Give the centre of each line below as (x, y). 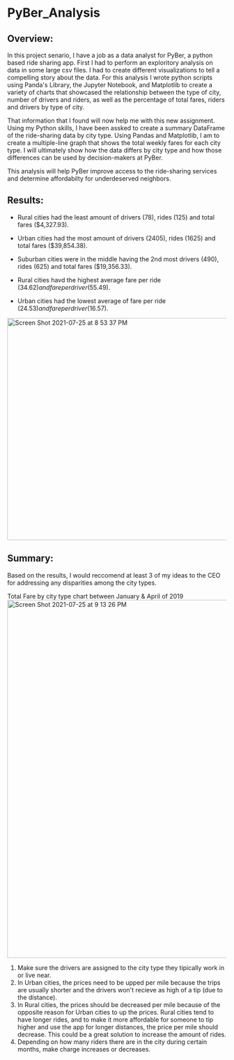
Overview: (30, 39)
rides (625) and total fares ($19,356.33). (75, 266)
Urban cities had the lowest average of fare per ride (91, 300)
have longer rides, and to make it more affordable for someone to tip (115, 1020)
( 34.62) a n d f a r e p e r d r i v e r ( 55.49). (64, 287)
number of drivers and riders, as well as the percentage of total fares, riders (116, 100)
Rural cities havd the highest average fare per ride (89, 279)
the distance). (37, 997)
